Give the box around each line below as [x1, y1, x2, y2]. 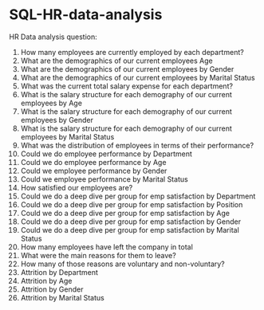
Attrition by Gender [20, 284, 84, 294]
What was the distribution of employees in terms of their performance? [20, 140, 254, 150]
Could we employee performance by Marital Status [20, 174, 188, 184]
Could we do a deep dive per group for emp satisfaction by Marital [20, 225, 240, 234]
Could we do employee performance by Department [20, 149, 192, 159]
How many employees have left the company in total [20, 241, 194, 252]
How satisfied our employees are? [20, 182, 133, 192]
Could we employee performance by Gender [20, 166, 167, 175]
